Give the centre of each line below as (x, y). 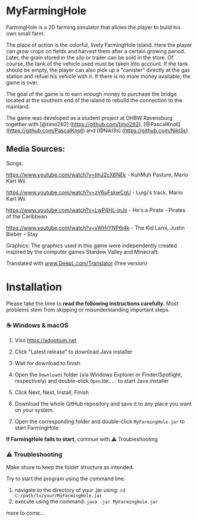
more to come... (25, 513)
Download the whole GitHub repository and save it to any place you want (103, 404)
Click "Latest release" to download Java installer (73, 352)
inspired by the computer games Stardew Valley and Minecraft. (82, 251)
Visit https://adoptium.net (45, 340)
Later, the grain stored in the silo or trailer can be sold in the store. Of (90, 57)
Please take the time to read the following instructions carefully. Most (92, 303)
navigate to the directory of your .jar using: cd (70, 490)
